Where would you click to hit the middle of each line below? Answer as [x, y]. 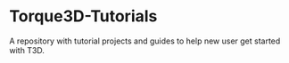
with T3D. [27, 50]
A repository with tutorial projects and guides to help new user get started [145, 41]
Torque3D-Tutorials [83, 16]
